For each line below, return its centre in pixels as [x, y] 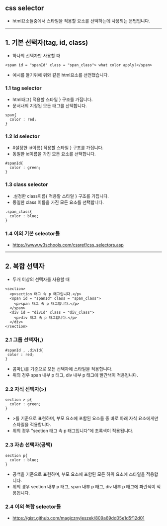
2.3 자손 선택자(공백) [29, 445]
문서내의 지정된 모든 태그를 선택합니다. [49, 105]
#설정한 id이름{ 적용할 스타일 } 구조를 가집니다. [58, 148]
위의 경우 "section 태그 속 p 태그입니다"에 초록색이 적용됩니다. [73, 431]
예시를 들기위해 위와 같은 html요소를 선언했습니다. [61, 75]
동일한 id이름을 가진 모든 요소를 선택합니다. [54, 154]
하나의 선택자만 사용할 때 [36, 55]
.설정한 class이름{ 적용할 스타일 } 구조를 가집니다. [61, 196]
